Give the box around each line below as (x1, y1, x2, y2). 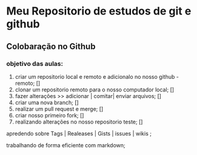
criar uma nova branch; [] (15, 99, 79, 106)
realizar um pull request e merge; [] (15, 105, 104, 113)
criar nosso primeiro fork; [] (15, 111, 84, 119)
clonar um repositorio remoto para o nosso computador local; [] (15, 86, 175, 93)
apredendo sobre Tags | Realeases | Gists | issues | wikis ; (6, 130, 152, 137)
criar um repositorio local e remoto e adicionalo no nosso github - (15, 73, 179, 80)
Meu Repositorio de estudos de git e (6, 4, 192, 18)
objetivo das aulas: (6, 59, 64, 68)
